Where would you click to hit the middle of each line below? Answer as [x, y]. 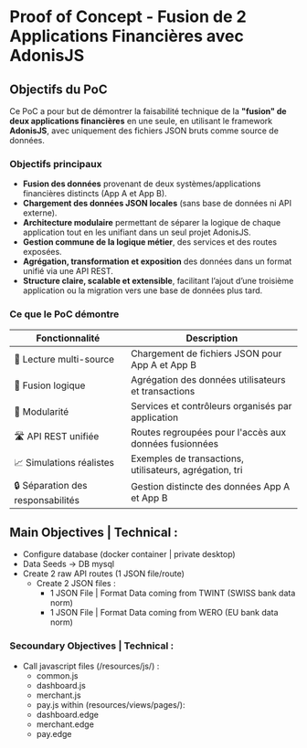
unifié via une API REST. [68, 271]
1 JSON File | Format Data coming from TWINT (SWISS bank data [173, 593]
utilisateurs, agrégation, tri [187, 469]
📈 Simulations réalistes [64, 463]
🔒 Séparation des [51, 485]
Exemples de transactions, [188, 458]
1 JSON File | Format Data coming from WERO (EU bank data [164, 613]
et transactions [163, 391]
